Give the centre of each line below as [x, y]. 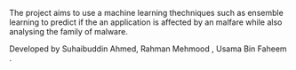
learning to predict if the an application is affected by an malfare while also [146, 22]
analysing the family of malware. [69, 31]
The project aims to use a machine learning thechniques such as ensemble [147, 13]
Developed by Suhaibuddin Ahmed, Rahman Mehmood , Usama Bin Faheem [148, 49]
